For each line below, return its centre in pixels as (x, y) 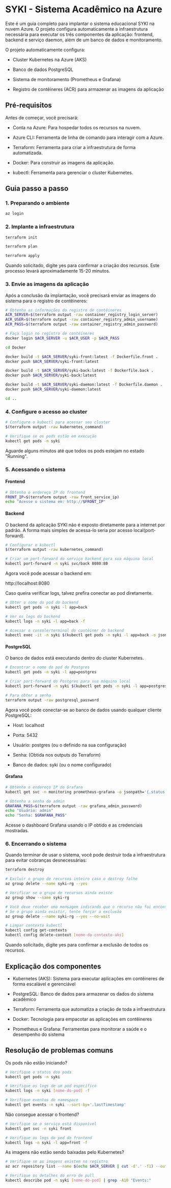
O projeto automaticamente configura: (45, 50)
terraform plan (21, 247)
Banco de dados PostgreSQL (43, 69)
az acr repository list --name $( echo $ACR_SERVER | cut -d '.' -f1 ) (79, 1167)
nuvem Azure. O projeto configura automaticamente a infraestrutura (77, 29)
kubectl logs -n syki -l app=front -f (46, 1143)
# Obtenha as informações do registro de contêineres (64, 310)
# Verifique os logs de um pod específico (51, 1086)
